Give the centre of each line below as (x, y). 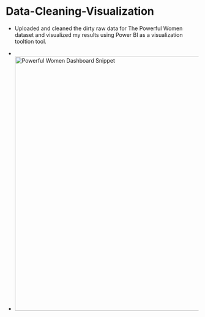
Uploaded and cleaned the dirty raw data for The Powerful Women (99, 28)
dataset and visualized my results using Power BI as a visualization (99, 34)
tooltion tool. (30, 41)
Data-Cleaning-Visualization (80, 11)
